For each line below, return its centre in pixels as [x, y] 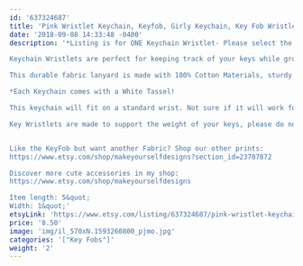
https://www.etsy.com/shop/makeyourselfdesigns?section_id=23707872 [141, 157]
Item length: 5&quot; [50, 198]
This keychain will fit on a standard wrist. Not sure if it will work [147, 108]
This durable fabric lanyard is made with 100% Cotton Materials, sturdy [151, 76]
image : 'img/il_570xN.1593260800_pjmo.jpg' [92, 231]
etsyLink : [28, 215]
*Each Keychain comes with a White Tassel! [92, 92]
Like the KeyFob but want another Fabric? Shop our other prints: [137, 148]
